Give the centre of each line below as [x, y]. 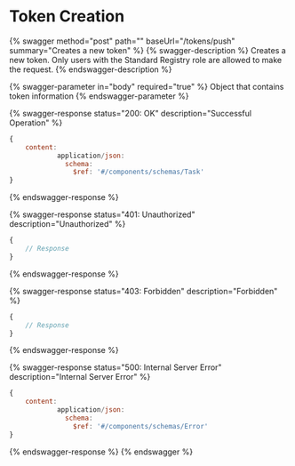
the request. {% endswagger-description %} [91, 69]
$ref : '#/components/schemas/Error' [140, 426]
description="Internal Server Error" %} [80, 377]
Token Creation [67, 16]
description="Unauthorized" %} [68, 224]
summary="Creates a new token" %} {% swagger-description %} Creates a [147, 50]
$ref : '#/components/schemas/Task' [138, 172]
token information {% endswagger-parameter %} [99, 96]
